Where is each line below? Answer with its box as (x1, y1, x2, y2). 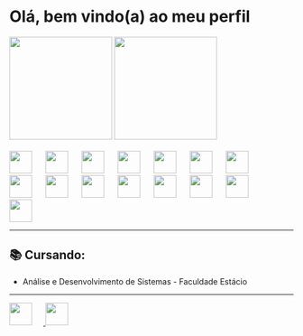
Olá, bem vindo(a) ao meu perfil (9, 6, 251, 27)
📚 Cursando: (9, 247, 86, 263)
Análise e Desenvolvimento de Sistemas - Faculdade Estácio (22, 275, 248, 286)
